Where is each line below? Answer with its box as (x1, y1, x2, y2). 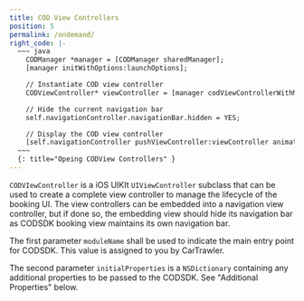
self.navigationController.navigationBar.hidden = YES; (25, 113, 242, 122)
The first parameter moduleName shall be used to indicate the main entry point (9, 235, 295, 246)
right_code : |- (9, 38, 67, 48)
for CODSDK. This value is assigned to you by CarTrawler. (9, 245, 225, 256)
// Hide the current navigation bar (25, 105, 165, 114)
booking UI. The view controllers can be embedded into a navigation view (9, 198, 284, 209)
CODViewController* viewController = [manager (25, 88, 204, 98)
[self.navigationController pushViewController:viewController (25, 137, 270, 147)
